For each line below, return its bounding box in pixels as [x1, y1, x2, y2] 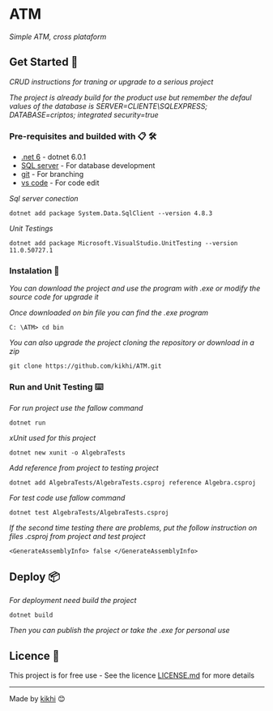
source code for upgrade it [9, 292, 100, 302]
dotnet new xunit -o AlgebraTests [9, 448, 126, 457]
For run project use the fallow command [9, 403, 143, 412]
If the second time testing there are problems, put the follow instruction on [9, 523, 258, 532]
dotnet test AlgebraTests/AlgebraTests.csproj [9, 508, 169, 516]
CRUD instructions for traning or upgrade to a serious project [9, 76, 214, 86]
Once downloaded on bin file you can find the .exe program [9, 308, 209, 317]
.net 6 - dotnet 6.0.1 [20, 152, 87, 162]
